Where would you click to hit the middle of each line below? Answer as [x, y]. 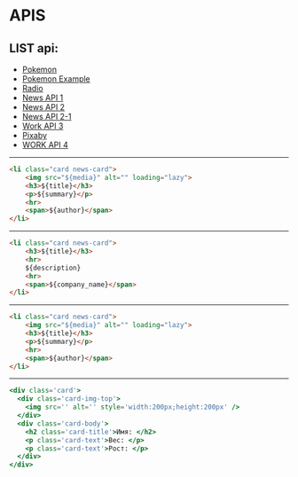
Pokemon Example [56, 79]
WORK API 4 [45, 145]
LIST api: [34, 48]
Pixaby [34, 135]
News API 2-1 [47, 117]
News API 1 [43, 98]
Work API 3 [43, 126]
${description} [53, 268]
